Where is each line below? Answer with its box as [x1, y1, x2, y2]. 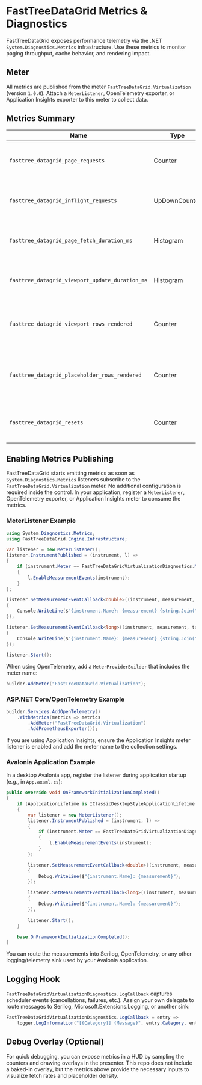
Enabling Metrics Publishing [6, 453, 114, 464]
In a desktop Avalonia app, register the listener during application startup [6, 771, 186, 779]
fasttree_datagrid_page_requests [9, 157, 105, 164]
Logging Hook [6, 974, 60, 985]
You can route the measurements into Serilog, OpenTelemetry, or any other [6, 950, 192, 957]
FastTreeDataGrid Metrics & [6, 4, 148, 18]
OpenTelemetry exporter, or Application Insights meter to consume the [6, 495, 181, 502]
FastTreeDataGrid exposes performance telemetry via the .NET [6, 37, 162, 44]
